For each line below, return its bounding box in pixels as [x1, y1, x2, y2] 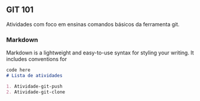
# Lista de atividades [6, 72, 63, 78]
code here [6, 67, 31, 74]
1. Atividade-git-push [6, 83, 63, 89]
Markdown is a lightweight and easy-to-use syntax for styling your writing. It [6, 49, 194, 56]
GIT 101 [6, 5, 34, 15]
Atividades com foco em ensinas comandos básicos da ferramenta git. [6, 20, 180, 27]
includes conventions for [6, 56, 67, 63]
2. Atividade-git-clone [6, 89, 66, 95]
